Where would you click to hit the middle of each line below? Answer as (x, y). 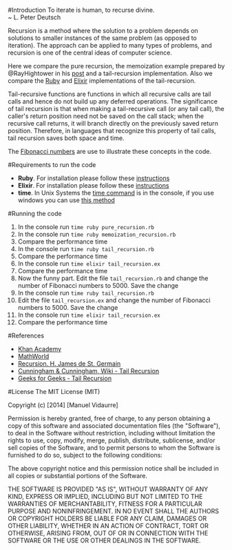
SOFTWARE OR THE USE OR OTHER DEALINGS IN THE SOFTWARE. (104, 540)
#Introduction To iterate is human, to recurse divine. (81, 10)
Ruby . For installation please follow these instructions (94, 178)
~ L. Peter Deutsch (34, 17)
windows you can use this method (66, 200)
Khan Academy (39, 349)
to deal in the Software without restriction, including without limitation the (112, 433)
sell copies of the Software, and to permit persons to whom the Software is (114, 448)
